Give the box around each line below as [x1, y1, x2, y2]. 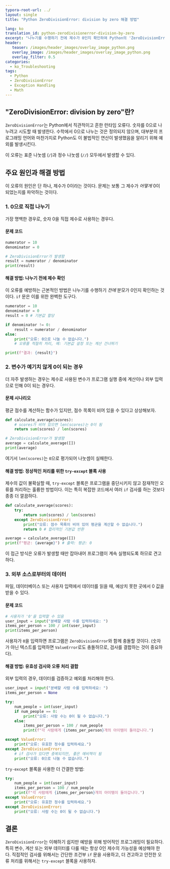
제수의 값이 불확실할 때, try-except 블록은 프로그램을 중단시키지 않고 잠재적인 [5, 480, 159, 486]
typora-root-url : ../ [5, 7, 51, 13]
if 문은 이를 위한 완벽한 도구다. [16, 294, 77, 300]
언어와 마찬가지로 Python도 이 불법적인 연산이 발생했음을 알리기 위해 [22, 135, 158, 141]
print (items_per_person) [5, 628, 58, 633]
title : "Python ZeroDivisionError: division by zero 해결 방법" [5, 17, 140, 22]
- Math [10, 88, 24, 93]
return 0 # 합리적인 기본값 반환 [23, 527, 84, 532]
